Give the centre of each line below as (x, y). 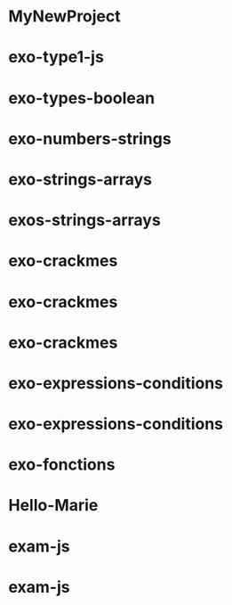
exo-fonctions (62, 465)
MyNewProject (64, 16)
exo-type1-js (56, 57)
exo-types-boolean (82, 98)
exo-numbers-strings (90, 139)
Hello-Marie (53, 506)
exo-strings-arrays (80, 179)
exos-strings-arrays (84, 221)
